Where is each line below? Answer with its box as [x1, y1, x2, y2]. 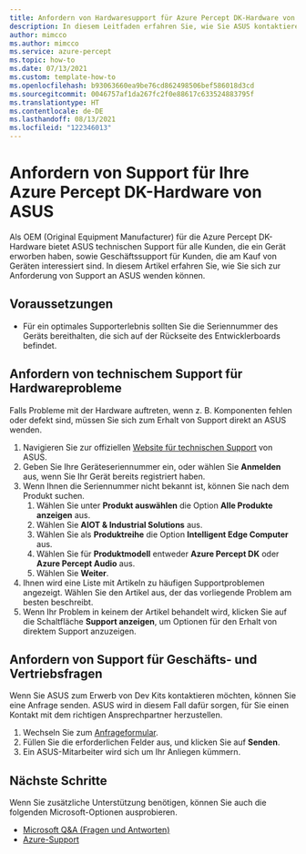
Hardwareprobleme [9, 381, 122, 396]
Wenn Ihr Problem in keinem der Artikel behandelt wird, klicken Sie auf [22, 606, 287, 617]
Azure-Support [22, 834, 79, 845]
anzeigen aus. [36, 509, 91, 520]
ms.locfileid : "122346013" [9, 124, 112, 133]
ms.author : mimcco [9, 38, 79, 48]
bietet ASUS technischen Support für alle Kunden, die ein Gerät [48, 240, 286, 251]
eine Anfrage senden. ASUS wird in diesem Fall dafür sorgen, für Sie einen [9, 700, 290, 711]
